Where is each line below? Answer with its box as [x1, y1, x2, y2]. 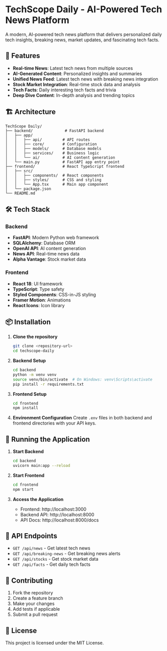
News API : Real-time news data [12, 251, 80, 257]
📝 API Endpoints [5, 532, 58, 540]
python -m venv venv [12, 372, 57, 377]
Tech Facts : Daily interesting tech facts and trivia [12, 87, 116, 93]
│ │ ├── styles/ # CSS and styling [5, 177, 102, 182]
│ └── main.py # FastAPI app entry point [5, 159, 120, 164]
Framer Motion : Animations [12, 297, 71, 303]
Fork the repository [12, 590, 54, 596]
